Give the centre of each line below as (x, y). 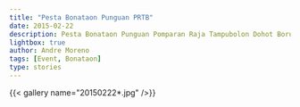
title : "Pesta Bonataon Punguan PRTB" (81, 17)
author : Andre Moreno (50, 51)
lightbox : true (37, 42)
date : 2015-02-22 (42, 26)
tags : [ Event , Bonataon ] (55, 59)
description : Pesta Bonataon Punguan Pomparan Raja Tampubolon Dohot (142, 34)
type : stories (36, 68)
